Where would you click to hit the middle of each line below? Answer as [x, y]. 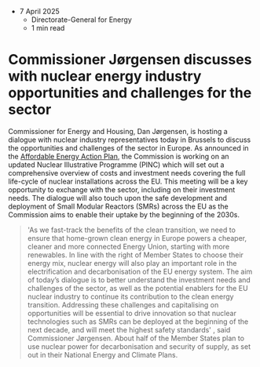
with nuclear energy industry [105, 76]
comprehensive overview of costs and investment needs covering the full [127, 173]
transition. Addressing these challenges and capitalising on [123, 304]
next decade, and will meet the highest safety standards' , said [129, 329]
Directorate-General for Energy [81, 20]
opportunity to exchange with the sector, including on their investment [122, 189]
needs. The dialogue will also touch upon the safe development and [118, 198]
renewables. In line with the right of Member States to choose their [135, 255]
